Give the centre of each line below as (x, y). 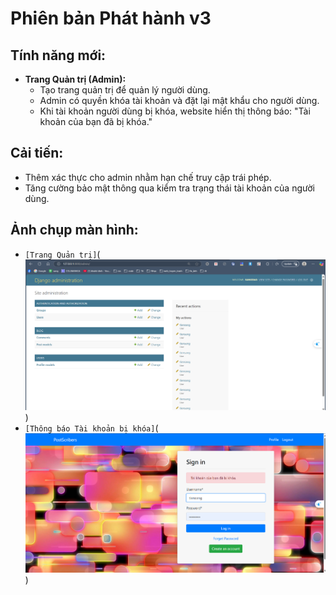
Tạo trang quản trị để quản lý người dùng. (125, 90)
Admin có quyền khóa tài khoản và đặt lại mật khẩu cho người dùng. (179, 100)
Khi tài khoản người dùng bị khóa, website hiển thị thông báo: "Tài (175, 111)
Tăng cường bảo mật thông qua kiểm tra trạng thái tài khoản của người (169, 188)
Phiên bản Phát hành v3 (111, 18)
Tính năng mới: (58, 55)
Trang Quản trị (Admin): (75, 79)
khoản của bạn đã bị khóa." (96, 121)
